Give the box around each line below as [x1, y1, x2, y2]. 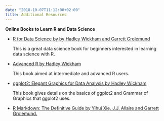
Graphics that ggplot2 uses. [12, 95, 71, 101]
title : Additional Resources [5, 12, 67, 17]
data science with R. [12, 51, 55, 57]
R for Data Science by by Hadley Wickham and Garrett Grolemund [12, 36, 150, 42]
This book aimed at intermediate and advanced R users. [12, 70, 130, 76]
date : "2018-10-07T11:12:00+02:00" [5, 7, 80, 13]
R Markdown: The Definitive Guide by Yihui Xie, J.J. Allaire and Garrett [12, 105, 159, 111]
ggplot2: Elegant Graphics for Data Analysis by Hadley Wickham [12, 80, 147, 86]
